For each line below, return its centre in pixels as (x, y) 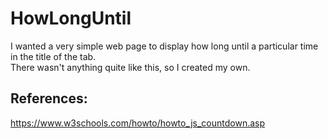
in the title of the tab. (53, 56)
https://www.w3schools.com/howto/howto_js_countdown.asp (138, 123)
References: (49, 98)
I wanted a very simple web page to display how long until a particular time (164, 46)
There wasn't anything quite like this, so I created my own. (130, 67)
